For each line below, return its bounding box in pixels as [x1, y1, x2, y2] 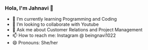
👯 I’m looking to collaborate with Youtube [12, 21, 99, 27]
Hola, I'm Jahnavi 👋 [5, 5, 54, 12]
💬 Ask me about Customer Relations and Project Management [12, 27, 143, 33]
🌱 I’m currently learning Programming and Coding [12, 16, 117, 22]
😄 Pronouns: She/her [12, 40, 58, 46]
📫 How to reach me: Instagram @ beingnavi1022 [12, 32, 116, 38]
